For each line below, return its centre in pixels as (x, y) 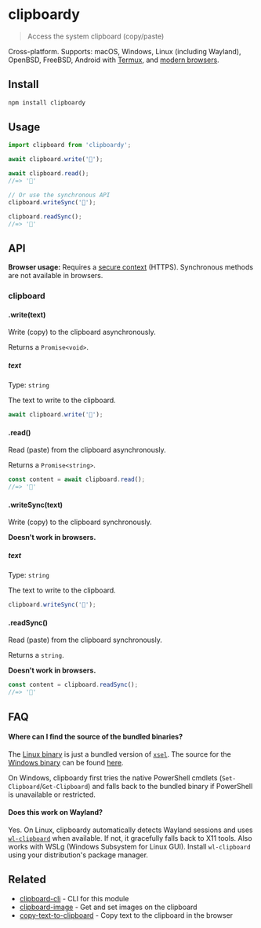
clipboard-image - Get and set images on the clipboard (108, 907)
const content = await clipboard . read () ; (77, 480)
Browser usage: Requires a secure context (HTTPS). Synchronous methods (130, 267)
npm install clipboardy (47, 103)
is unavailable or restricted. (52, 794)
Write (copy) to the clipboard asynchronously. (82, 332)
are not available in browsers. (56, 276)
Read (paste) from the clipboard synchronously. (85, 640)
